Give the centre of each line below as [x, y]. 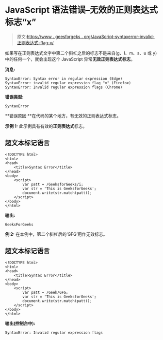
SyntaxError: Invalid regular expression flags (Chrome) [64, 87]
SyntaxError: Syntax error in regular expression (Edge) [64, 78]
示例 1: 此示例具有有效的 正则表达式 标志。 [46, 126]
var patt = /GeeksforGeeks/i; [53, 184]
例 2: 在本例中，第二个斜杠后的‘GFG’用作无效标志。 [56, 234]
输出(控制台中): [20, 323]
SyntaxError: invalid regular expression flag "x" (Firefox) [68, 83]
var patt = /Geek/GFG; [45, 292]
